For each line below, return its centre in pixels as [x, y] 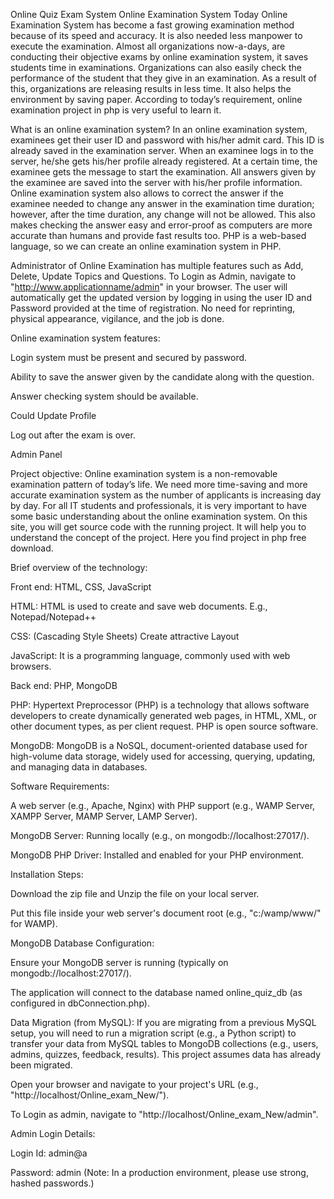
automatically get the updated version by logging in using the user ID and [161, 297]
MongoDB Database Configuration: [82, 943]
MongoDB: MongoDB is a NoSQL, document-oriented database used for [159, 745]
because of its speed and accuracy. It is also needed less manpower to [156, 35]
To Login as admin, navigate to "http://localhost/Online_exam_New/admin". [164, 1114]
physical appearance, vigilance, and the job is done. [117, 318]
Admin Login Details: [53, 1133]
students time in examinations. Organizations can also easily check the [156, 67]
